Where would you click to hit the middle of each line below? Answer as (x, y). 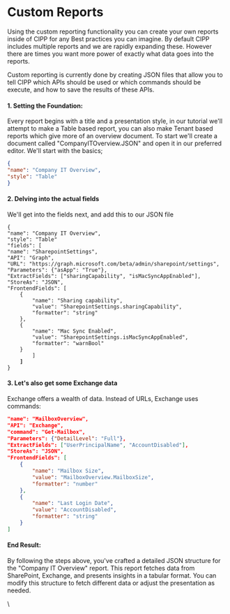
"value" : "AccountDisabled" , (75, 510)
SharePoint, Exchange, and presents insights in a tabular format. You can (112, 576)
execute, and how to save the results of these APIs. (81, 89)
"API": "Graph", (31, 258)
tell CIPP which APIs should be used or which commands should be (104, 82)
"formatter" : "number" (65, 484)
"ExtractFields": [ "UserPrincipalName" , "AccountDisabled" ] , (98, 445)
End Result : (24, 545)
